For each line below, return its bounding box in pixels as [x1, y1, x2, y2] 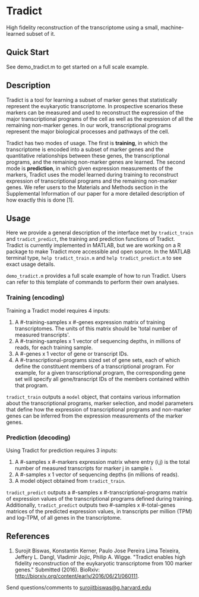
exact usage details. [6, 260, 55, 268]
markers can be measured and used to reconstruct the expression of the [6, 109, 184, 116]
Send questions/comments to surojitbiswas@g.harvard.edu [6, 584, 151, 591]
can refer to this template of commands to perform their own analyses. [6, 278, 179, 286]
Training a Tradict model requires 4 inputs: [6, 307, 110, 314]
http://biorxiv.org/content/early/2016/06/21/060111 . [14, 572, 140, 579]
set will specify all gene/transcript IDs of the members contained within [14, 375, 189, 382]
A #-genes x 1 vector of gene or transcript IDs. [14, 350, 129, 357]
